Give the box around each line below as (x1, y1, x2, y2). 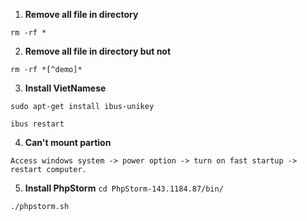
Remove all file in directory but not (24, 45, 172, 57)
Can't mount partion (24, 137, 112, 148)
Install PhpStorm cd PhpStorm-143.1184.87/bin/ (24, 182, 224, 194)
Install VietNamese (24, 82, 107, 94)
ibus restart (10, 119, 65, 129)
